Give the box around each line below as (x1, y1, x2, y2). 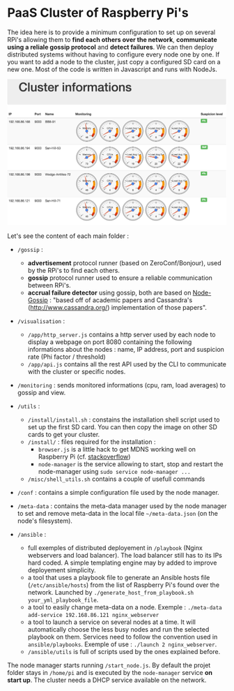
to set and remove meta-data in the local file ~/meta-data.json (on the (17, 510, 218, 518)
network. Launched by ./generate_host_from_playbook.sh (27, 588, 194, 597)
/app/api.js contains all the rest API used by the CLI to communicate (27, 360, 226, 369)
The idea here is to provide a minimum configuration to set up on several (7, 28, 216, 36)
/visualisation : (17, 317, 65, 325)
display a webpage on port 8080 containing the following (27, 338, 192, 346)
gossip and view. (17, 389, 66, 397)
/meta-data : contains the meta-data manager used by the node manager (17, 502, 227, 510)
